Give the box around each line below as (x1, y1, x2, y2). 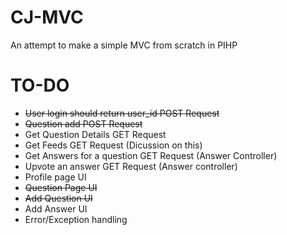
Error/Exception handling (24, 213, 128, 225)
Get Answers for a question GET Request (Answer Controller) (24, 149, 278, 161)
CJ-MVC (10, 6, 84, 29)
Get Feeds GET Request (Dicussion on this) (24, 139, 203, 151)
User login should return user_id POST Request (24, 107, 220, 119)
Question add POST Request (24, 117, 143, 130)
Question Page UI (24, 181, 98, 193)
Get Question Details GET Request (24, 128, 167, 140)
